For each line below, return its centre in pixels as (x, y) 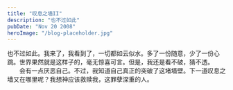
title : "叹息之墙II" (35, 13)
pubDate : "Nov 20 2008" (42, 26)
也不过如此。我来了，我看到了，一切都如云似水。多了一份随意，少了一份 (110, 53)
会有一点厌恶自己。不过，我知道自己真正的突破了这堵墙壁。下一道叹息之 (122, 71)
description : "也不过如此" (43, 20)
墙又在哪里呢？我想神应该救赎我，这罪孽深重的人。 (80, 80)
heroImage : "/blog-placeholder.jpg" (60, 33)
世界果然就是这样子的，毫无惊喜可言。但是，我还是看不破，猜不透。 (116, 62)
